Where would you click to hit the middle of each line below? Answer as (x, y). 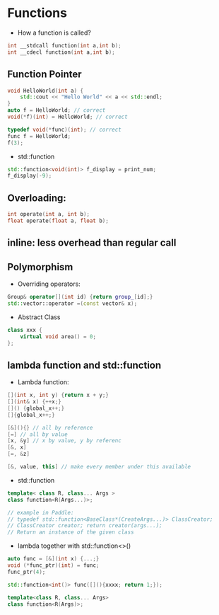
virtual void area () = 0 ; (58, 337)
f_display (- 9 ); (30, 176)
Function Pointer (45, 75)
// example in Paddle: (41, 512)
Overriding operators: (49, 284)
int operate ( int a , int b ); (49, 214)
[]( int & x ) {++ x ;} (34, 402)
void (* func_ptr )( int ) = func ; (53, 565)
